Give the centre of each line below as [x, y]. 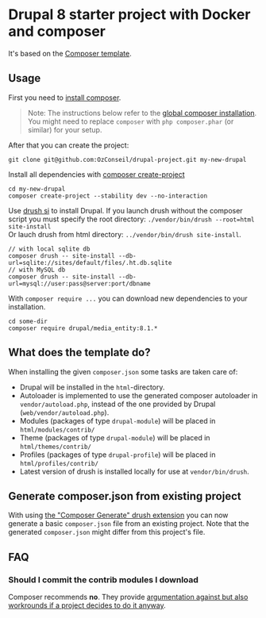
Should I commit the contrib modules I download [103, 579]
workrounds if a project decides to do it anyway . [87, 605]
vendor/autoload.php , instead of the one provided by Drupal [118, 404]
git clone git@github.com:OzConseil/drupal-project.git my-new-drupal [127, 159]
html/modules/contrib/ [57, 430]
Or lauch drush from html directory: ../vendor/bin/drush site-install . [125, 234]
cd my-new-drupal [37, 189]
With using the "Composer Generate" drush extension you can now [118, 515]
